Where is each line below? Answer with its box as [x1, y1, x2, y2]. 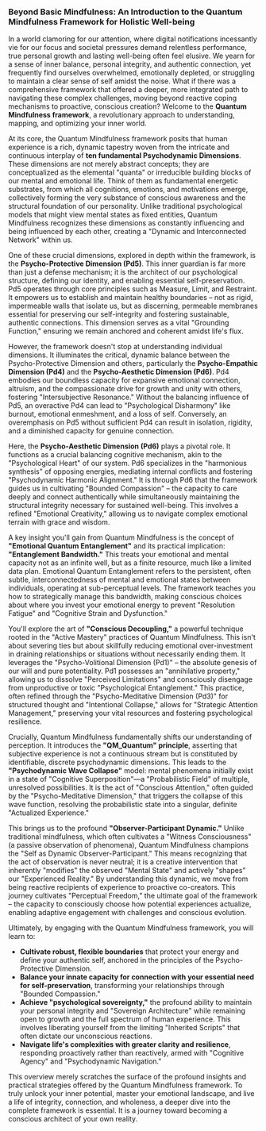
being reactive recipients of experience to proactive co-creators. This [8, 883, 236, 892]
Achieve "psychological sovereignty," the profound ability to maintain [19, 998, 253, 1007]
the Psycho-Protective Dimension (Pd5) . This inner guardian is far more [8, 259, 246, 268]
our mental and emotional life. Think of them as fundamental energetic [8, 176, 238, 186]
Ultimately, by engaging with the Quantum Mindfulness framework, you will [8, 923, 254, 933]
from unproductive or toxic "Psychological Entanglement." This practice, [8, 683, 245, 693]
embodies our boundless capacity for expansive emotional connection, [8, 375, 241, 385]
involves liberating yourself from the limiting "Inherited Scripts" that [19, 1023, 241, 1033]
